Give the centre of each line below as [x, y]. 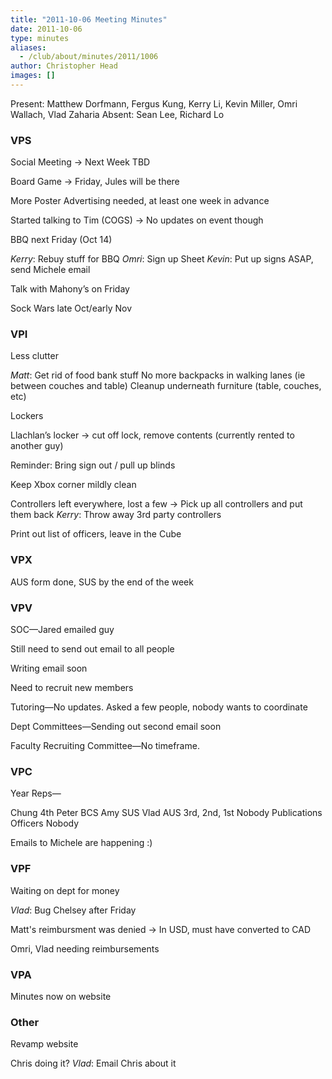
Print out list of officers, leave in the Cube [96, 534]
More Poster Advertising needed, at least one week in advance [140, 201]
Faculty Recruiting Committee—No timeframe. [105, 746]
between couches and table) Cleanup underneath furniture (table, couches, [166, 386]
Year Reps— [36, 793]
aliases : [28, 47]
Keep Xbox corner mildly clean [73, 485]
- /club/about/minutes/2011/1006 [89, 57]
